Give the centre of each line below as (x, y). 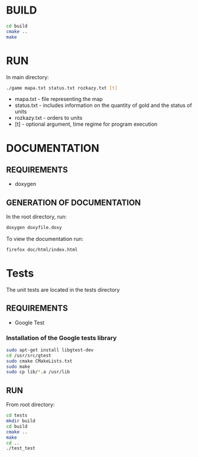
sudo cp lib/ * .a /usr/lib (38, 372)
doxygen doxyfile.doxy (34, 228)
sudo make (18, 367)
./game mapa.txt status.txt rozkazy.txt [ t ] (62, 88)
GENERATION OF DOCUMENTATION (74, 202)
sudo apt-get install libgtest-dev (50, 350)
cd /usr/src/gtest (29, 355)
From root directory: (30, 404)
